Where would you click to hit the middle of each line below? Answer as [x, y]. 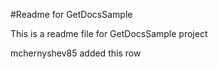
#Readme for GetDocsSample [71, 14]
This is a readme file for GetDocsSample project [109, 33]
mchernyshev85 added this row [76, 53]
